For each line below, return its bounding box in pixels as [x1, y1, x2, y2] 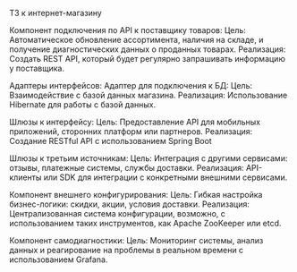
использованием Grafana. [9, 254, 108, 265]
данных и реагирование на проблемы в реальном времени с [9, 245, 244, 255]
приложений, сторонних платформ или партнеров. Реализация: [9, 126, 253, 137]
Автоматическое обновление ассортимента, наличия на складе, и [9, 35, 264, 45]
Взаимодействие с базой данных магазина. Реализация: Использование [9, 89, 288, 100]
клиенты [9, 172, 42, 183]
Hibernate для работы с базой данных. [9, 99, 157, 110]
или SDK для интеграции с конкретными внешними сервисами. [43, 172, 288, 183]
